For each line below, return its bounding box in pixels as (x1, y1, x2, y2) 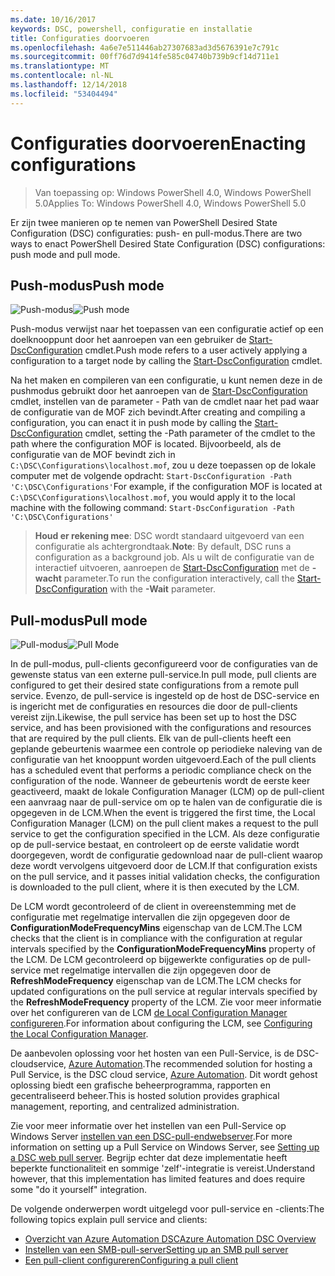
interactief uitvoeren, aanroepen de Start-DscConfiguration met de (34, 562, 310, 574)
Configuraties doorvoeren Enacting (10, 132, 307, 155)
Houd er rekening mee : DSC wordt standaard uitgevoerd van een (34, 530, 305, 542)
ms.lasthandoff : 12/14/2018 (10, 80, 128, 90)
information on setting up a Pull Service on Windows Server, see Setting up (10, 1141, 320, 1153)
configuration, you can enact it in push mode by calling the (10, 417, 253, 429)
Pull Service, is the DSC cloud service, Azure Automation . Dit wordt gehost (10, 1069, 318, 1081)
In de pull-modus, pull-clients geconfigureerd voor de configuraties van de (10, 658, 318, 670)
